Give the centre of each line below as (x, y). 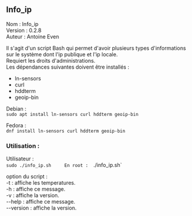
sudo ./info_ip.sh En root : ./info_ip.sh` (64, 165)
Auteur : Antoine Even (32, 36)
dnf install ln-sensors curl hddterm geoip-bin (66, 131)
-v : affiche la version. (33, 195)
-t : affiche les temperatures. (41, 183)
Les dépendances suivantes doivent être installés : (68, 67)
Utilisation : (23, 146)
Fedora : (16, 125)
